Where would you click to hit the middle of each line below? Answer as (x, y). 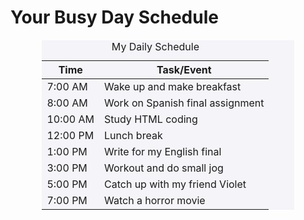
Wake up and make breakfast (173, 87)
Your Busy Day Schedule (114, 17)
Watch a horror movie (155, 201)
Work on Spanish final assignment (184, 103)
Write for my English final (163, 152)
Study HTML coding (151, 119)
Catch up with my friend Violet (175, 184)
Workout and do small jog (164, 168)
